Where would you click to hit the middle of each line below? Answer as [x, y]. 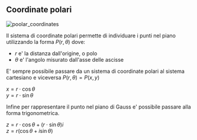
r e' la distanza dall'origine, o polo [56, 53]
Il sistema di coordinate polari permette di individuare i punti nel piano [91, 36]
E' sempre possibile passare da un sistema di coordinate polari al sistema [96, 71]
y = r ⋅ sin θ [20, 95]
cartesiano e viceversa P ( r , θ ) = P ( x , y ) [53, 77]
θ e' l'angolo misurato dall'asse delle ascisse [69, 59]
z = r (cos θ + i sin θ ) [30, 131]
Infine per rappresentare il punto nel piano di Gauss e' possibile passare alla [98, 107]
